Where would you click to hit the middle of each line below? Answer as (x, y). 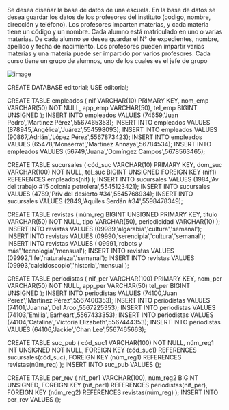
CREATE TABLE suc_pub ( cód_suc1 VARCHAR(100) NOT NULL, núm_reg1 (110, 343)
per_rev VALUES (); (34, 399)
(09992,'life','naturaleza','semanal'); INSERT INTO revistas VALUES (101, 258)
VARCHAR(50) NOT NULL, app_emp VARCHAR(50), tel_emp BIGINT (102, 108)
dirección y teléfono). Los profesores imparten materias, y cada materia (108, 24)
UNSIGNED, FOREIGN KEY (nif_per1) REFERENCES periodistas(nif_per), (107, 385)
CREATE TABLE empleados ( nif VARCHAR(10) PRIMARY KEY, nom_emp (108, 101)
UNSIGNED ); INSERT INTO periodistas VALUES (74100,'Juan (92, 293)
